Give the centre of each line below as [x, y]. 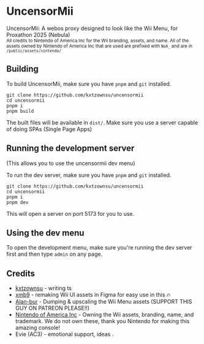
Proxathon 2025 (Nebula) [38, 34]
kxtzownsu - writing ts [43, 288]
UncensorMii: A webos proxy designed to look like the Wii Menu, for [92, 28]
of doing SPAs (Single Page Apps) [49, 129]
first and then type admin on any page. [55, 254]
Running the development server [70, 148]
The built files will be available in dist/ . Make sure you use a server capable [102, 122]
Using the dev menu [45, 233]
